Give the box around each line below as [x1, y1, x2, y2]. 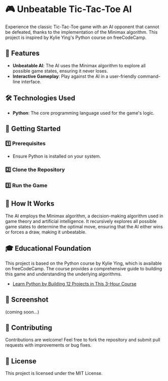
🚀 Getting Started [5, 124, 61, 133]
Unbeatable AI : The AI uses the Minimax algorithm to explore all [12, 62, 146, 68]
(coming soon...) [5, 309, 39, 315]
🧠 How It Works [5, 200, 54, 208]
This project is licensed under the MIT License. [5, 370, 103, 376]
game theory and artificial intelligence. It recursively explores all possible [5, 218, 157, 224]
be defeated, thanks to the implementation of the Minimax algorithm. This [5, 29, 158, 35]
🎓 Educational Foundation [5, 244, 91, 253]
